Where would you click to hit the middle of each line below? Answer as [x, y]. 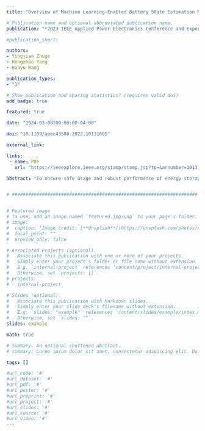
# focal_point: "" [31, 233]
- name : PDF [24, 162]
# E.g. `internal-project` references [59, 268]
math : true [20, 335]
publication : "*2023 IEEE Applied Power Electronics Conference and [95, 29]
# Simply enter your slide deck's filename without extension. [91, 307]
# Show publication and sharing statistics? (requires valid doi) [92, 95]
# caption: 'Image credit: [42, 228]
